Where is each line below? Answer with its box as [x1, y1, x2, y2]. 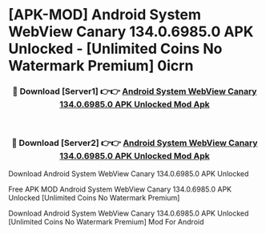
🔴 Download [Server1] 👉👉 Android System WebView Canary [12, 86, 257, 97]
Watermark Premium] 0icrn [8, 57, 194, 75]
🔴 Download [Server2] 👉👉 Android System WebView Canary [11, 138, 258, 149]
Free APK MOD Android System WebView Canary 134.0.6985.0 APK [8, 184, 232, 194]
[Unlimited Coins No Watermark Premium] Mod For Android [8, 216, 204, 226]
